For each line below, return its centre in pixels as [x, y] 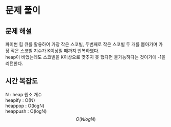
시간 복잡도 [22, 81]
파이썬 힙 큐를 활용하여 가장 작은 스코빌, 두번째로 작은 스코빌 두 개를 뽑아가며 [81, 44]
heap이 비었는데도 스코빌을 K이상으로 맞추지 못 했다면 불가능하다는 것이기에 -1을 [86, 57]
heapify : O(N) [20, 100]
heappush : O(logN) [26, 111]
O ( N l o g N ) [86, 119]
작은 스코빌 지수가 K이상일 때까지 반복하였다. [55, 51]
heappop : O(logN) [25, 105]
